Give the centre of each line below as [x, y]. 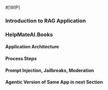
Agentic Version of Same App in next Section [54, 82]
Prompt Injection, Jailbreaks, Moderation [50, 70]
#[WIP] [13, 7]
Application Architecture [32, 47]
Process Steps [21, 59]
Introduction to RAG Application [46, 21]
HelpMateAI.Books [29, 34]
